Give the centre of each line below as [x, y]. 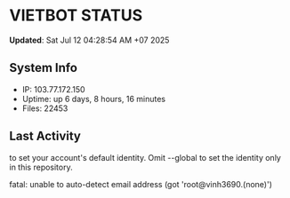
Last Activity [45, 136]
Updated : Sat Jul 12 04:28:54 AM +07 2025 [89, 40]
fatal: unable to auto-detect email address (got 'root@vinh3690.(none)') [141, 184]
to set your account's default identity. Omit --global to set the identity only [145, 157]
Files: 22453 [45, 108]
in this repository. [41, 167]
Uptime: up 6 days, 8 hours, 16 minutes [94, 99]
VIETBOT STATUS [76, 16]
